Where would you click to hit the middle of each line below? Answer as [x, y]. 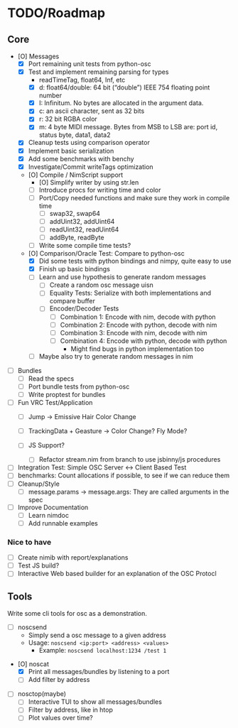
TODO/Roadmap [56, 13]
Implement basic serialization [71, 151]
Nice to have [29, 542]
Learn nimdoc [49, 515]
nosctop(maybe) [42, 694]
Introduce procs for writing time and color [100, 190]
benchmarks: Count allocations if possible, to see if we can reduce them [124, 476]
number [50, 96]
